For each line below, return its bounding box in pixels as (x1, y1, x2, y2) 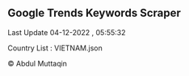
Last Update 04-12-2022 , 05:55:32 (7, 27, 126, 37)
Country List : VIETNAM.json (7, 43, 103, 53)
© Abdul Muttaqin (7, 58, 68, 68)
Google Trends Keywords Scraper (7, 6, 181, 20)
